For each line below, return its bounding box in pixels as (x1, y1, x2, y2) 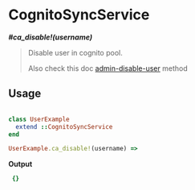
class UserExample (8, 115, 70, 123)
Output (8, 159, 33, 169)
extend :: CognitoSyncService (15, 122, 113, 130)
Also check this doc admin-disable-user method (27, 63, 188, 73)
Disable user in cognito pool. (27, 47, 123, 57)
